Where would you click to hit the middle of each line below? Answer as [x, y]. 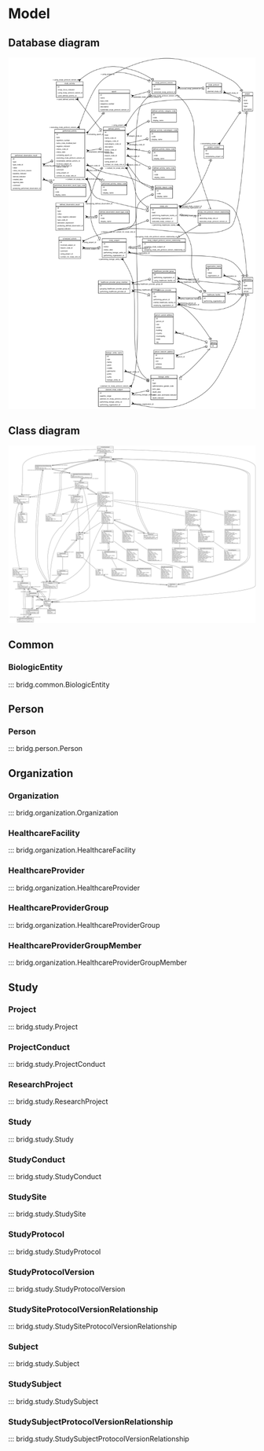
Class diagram [44, 431]
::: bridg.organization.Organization [63, 812]
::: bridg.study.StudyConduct [55, 1176]
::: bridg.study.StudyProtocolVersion [67, 1288]
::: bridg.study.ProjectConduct [57, 1064]
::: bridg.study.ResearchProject [58, 1101]
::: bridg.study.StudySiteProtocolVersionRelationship [93, 1326]
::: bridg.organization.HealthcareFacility [72, 850]
